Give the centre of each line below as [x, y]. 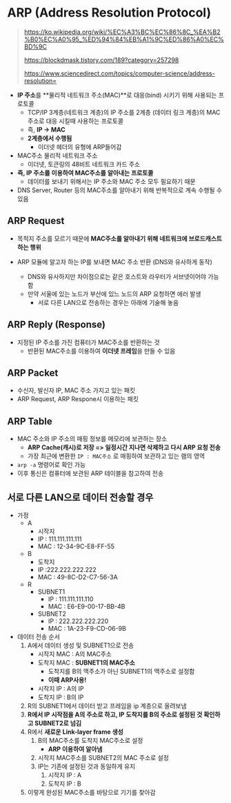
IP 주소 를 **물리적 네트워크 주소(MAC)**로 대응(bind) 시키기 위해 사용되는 [117, 95]
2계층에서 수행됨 [50, 138]
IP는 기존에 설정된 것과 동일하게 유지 [87, 766]
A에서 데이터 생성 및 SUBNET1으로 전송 [81, 645]
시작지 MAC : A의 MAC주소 [75, 654]
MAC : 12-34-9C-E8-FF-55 [76, 546]
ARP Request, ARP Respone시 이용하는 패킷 [78, 399]
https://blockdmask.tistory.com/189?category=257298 [101, 59]
